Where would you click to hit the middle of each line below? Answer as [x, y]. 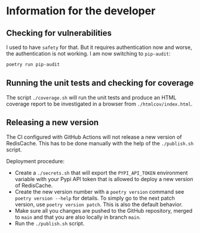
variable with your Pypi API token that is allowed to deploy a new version [104, 179]
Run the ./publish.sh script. [50, 223]
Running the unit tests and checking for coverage [100, 83]
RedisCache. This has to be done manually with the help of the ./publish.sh [100, 143]
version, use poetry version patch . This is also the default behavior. [99, 204]
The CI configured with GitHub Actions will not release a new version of [94, 137]
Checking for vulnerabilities [59, 33]
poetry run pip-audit [33, 64]
